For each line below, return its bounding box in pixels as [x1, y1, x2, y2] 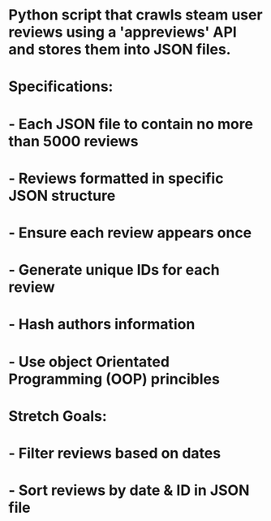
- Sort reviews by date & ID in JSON [8, 481, 250, 500]
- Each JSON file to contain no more [8, 115, 254, 133]
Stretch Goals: [8, 406, 107, 425]
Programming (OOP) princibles [8, 370, 221, 388]
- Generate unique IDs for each [8, 261, 221, 280]
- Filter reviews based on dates [8, 444, 222, 462]
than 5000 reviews [8, 132, 139, 150]
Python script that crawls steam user [8, 6, 263, 24]
